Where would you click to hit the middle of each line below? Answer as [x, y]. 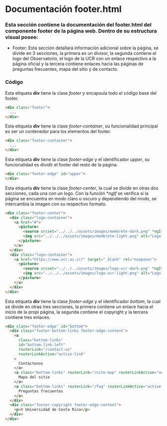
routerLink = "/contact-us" [45, 349]
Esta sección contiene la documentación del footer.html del [78, 25]
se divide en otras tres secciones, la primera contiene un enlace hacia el [79, 306]
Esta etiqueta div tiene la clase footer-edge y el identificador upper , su [78, 159]
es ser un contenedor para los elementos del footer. [58, 132]
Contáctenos [31, 363]
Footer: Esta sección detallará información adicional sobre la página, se [85, 48]
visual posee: [22, 37]
